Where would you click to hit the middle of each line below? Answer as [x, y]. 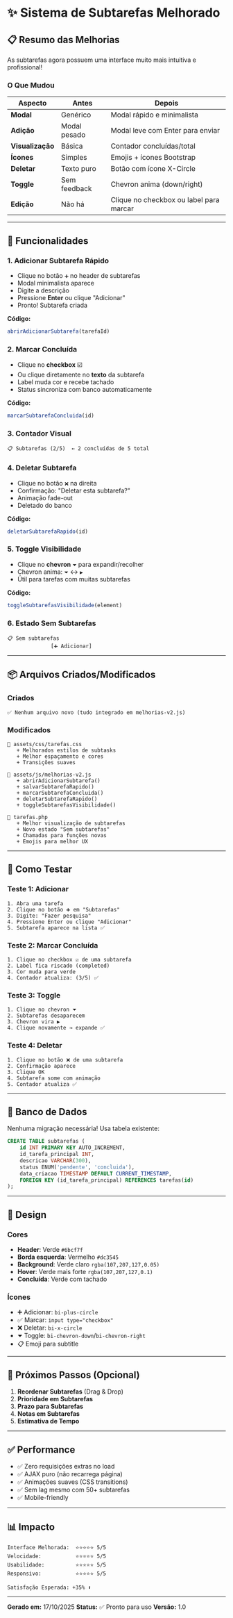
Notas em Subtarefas [48, 1414]
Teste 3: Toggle [34, 995]
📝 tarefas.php [28, 817]
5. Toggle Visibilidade [44, 549]
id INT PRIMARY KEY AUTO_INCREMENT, [73, 1148]
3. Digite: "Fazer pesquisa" [49, 916]
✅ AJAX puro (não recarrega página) [70, 1473]
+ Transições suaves [46, 762]
